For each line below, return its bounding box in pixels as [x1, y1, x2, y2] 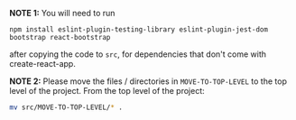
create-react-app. [9, 59, 77, 69]
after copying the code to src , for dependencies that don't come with [9, 49, 267, 60]
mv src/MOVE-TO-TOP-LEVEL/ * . [9, 103, 124, 112]
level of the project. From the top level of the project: [9, 86, 205, 96]
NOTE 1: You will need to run [9, 8, 116, 18]
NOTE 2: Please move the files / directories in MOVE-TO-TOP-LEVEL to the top [9, 76, 287, 87]
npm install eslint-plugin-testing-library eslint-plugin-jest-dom [9, 25, 269, 34]
